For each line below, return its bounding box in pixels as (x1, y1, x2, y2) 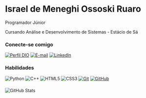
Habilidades (5, 64, 34, 71)
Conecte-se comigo (5, 41, 54, 48)
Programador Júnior (5, 20, 45, 25)
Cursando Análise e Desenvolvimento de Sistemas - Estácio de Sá (5, 29, 138, 35)
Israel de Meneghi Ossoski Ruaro (5, 3, 142, 15)
